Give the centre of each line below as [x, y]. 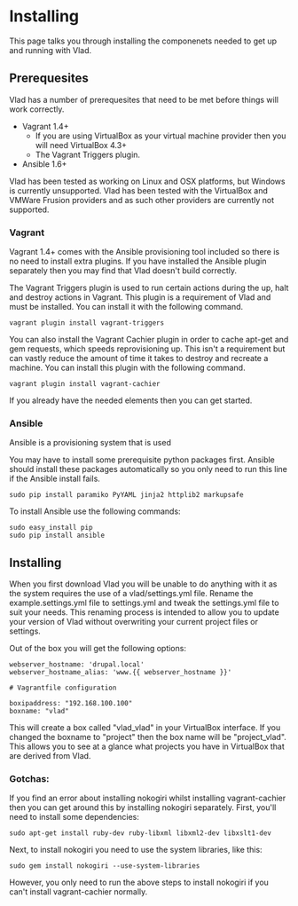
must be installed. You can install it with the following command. [126, 307]
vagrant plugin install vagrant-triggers [87, 323]
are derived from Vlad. [50, 756]
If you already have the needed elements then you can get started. [131, 400]
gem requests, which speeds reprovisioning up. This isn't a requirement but [147, 349]
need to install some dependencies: [74, 817]
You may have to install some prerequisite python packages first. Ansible [142, 460]
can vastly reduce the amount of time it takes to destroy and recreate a [139, 358]
